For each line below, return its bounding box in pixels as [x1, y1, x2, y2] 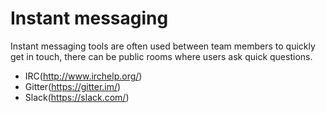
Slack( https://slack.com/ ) [24, 91, 130, 103]
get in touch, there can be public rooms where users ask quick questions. [10, 50, 313, 62]
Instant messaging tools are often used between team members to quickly [10, 40, 316, 52]
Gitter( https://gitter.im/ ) [24, 80, 122, 92]
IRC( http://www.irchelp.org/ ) [24, 70, 143, 82]
